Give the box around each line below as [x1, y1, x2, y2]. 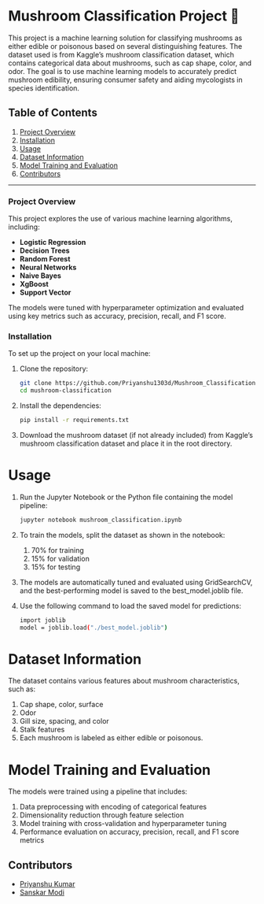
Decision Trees [19, 246, 70, 255]
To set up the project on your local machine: [8, 349, 151, 358]
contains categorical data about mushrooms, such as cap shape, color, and [8, 58, 252, 68]
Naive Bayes [19, 271, 61, 280]
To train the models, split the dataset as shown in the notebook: [19, 530, 225, 539]
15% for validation [31, 554, 90, 563]
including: [8, 222, 41, 232]
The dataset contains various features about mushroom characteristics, [8, 676, 240, 686]
